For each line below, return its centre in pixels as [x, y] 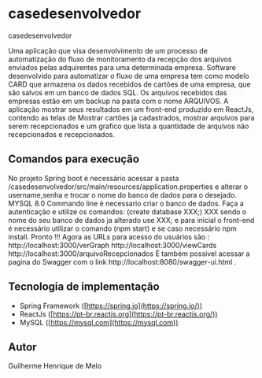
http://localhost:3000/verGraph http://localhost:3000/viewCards [113, 245]
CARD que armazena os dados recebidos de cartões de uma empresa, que [129, 84]
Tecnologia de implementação [84, 287]
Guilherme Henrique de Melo [55, 366]
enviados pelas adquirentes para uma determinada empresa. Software [122, 67]
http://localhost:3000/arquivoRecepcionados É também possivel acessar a [129, 254]
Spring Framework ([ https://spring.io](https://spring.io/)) [111, 306]
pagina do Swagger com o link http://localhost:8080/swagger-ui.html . [122, 261]
